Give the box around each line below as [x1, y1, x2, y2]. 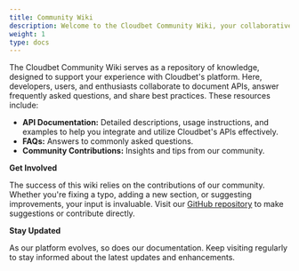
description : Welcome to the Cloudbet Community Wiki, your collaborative [9, 21, 293, 30]
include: [9, 100, 39, 111]
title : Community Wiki [9, 12, 93, 22]
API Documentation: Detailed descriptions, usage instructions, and [21, 117, 270, 128]
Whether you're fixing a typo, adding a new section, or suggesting [9, 189, 252, 200]
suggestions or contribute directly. [9, 208, 135, 219]
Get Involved [9, 163, 58, 173]
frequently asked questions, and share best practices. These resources [9, 91, 271, 101]
